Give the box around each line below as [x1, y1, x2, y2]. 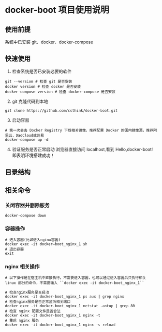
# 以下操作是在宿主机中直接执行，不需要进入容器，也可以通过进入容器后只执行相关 [5, 275, 147, 281]
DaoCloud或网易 [15, 133, 44, 138]
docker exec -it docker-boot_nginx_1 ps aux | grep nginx [5, 294, 124, 299]
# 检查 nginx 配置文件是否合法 [5, 309, 61, 314]
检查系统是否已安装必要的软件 [12, 68, 72, 74]
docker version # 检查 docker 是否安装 [5, 84, 81, 89]
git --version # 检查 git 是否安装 [5, 79, 73, 84]
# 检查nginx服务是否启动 [5, 290, 49, 295]
